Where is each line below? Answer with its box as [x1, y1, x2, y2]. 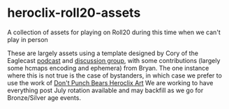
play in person [7, 35, 49, 43]
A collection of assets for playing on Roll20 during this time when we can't [7, 28, 221, 36]
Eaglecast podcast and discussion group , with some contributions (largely [7, 56, 221, 64]
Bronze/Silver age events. [7, 93, 82, 102]
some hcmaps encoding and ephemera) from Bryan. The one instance [7, 64, 209, 72]
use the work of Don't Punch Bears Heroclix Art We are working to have [7, 78, 214, 87]
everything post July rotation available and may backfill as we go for [7, 86, 204, 94]
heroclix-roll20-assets [7, 5, 141, 21]
